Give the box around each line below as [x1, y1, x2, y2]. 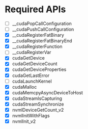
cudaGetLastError [12, 72, 50, 79]
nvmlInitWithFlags [12, 112, 50, 118]
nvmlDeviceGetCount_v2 [12, 107, 64, 113]
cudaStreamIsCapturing [12, 95, 62, 101]
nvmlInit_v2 [12, 118, 36, 124]
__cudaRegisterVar [12, 49, 51, 56]
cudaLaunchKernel [12, 78, 52, 84]
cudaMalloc [12, 84, 37, 90]
